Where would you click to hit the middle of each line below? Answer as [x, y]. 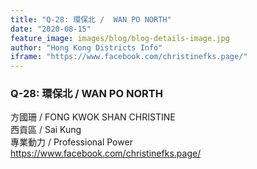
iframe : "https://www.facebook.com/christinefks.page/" [129, 57]
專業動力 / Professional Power [71, 142]
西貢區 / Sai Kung [46, 130]
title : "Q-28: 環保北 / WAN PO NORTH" [91, 19]
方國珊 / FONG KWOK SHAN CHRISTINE [93, 117]
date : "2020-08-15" [51, 29]
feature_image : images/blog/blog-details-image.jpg [120, 38]
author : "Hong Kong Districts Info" [86, 47]
